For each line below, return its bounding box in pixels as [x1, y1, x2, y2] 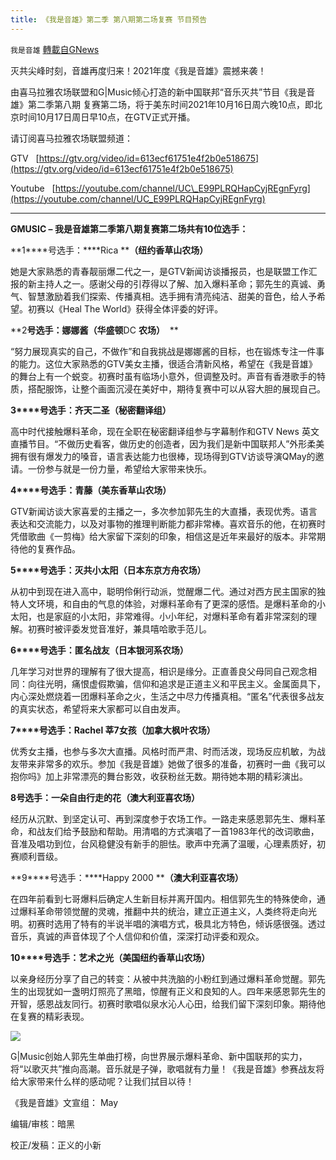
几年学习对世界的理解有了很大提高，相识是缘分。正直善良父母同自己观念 [10, 665, 308, 677]
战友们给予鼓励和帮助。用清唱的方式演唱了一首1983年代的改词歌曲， [36, 825, 320, 837]
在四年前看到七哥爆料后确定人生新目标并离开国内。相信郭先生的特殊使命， [10, 892, 317, 905]
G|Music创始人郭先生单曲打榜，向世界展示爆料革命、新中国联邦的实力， [10, 1050, 308, 1062]
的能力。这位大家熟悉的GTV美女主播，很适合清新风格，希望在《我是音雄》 [10, 357, 318, 370]
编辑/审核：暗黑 [10, 1117, 76, 1130]
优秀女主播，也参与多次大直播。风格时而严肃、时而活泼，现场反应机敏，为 [10, 745, 317, 757]
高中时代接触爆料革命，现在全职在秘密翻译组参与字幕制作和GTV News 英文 [10, 425, 320, 437]
